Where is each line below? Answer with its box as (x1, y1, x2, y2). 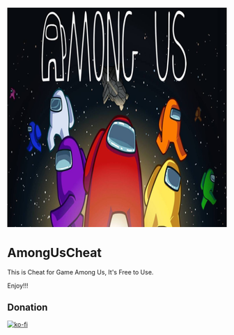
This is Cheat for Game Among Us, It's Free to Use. (7, 267, 154, 276)
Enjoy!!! (7, 281, 29, 290)
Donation (7, 302, 48, 313)
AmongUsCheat (7, 245, 102, 261)
